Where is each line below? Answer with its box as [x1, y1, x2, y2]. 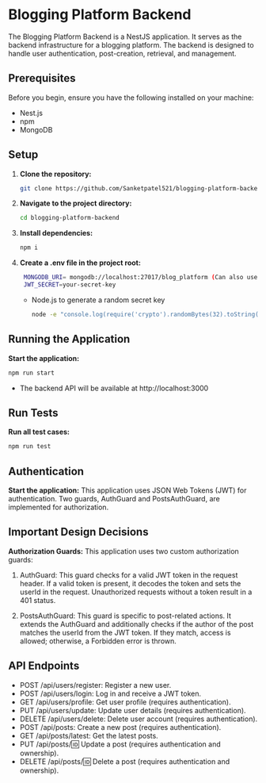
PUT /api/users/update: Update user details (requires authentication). [19, 705, 247, 715]
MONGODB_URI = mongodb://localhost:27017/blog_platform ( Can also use [23, 274, 258, 282]
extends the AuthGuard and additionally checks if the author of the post [19, 619, 254, 628]
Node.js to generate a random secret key [31, 295, 165, 305]
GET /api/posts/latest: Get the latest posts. [19, 731, 158, 740]
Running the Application [8, 332, 131, 346]
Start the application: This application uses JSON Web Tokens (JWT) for [8, 486, 247, 495]
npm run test [8, 443, 51, 451]
